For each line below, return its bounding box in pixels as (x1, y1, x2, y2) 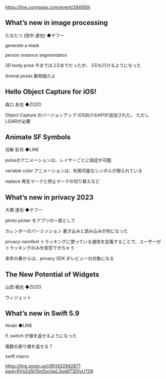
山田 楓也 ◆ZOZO (5, 284, 42, 290)
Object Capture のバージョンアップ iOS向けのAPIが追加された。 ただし (5, 112, 150, 118)
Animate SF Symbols (5, 133, 71, 141)
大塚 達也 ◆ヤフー (5, 207, 43, 213)
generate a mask (5, 42, 40, 48)
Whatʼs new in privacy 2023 (5, 193, 94, 201)
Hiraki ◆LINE (5, 322, 33, 328)
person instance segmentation (5, 52, 67, 58)
